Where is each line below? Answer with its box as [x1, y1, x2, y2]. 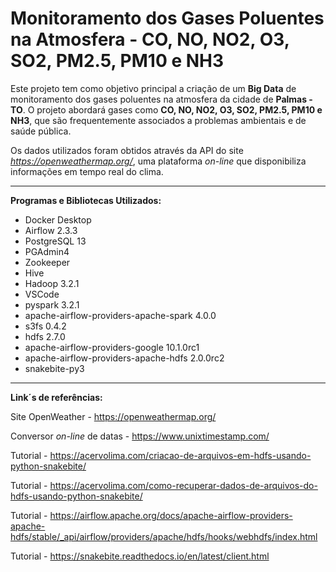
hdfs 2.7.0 [24, 330, 66, 342]
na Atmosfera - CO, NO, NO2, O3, [10, 28, 290, 51]
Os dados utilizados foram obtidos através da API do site [10, 144, 244, 156]
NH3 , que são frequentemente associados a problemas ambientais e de [10, 114, 307, 126]
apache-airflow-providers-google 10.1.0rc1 [24, 341, 200, 353]
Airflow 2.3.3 [24, 224, 78, 236]
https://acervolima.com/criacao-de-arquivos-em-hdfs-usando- [49, 449, 312, 461]
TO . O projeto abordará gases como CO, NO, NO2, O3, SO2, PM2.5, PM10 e [10, 103, 323, 116]
